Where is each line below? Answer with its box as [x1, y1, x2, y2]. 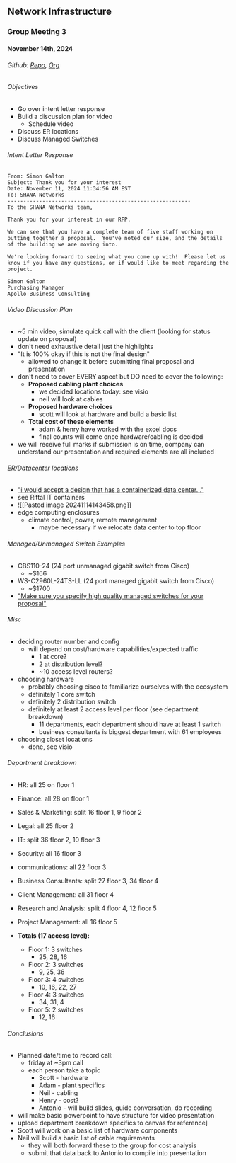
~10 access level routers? [38, 667, 113, 675]
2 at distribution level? [38, 660, 103, 668]
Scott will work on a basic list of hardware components [17, 1126, 178, 1135]
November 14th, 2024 [7, 44, 73, 52]
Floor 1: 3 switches [28, 945, 83, 953]
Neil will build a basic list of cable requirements [17, 1134, 155, 1142]
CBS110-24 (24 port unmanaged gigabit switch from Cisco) [17, 561, 190, 570]
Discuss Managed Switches [17, 134, 99, 143]
